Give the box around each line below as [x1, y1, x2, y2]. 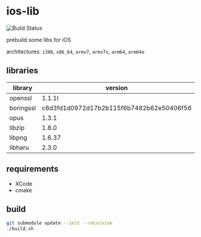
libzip [9, 123, 25, 132]
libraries [6, 66, 38, 76]
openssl [9, 94, 32, 102]
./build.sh [6, 226, 34, 232]
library [13, 83, 33, 92]
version [105, 83, 128, 92]
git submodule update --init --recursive [6, 220, 113, 226]
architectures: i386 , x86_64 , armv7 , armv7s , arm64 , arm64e [6, 47, 145, 55]
